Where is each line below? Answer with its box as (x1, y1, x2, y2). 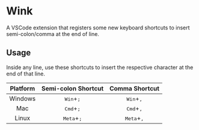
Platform (10, 84, 35, 92)
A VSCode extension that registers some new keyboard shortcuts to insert (6, 24, 191, 31)
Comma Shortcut (109, 84, 160, 92)
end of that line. (6, 70, 45, 77)
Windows (9, 94, 36, 102)
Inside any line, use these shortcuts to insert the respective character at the (6, 64, 194, 71)
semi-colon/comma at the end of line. (6, 30, 99, 37)
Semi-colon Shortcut (41, 84, 104, 92)
